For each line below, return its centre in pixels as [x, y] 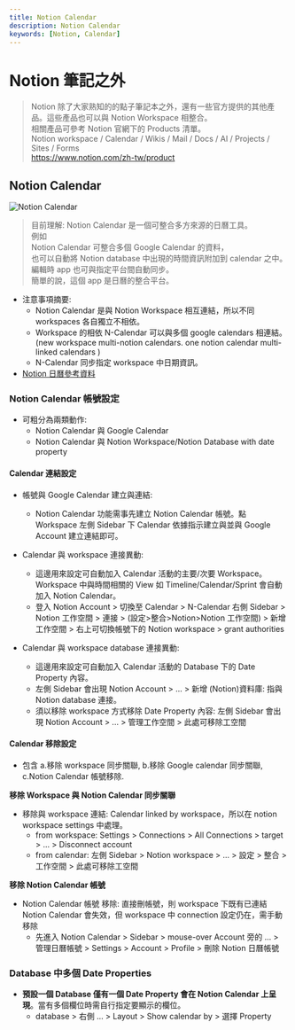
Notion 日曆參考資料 [58, 374]
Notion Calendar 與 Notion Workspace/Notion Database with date [155, 442]
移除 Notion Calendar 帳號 [58, 885]
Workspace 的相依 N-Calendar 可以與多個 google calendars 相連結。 [161, 332]
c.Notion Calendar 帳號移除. [73, 776]
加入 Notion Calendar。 [78, 596]
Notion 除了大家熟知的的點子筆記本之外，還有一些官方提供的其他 [149, 106]
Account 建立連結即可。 [79, 535]
